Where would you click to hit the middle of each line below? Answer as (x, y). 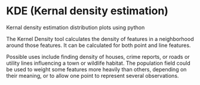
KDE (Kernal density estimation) (87, 11)
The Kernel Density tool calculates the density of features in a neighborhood (100, 39)
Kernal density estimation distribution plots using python (76, 27)
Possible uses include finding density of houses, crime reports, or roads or (98, 56)
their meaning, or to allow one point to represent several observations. (93, 75)
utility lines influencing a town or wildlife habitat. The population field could (98, 63)
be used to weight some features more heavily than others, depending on (96, 69)
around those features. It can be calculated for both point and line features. (99, 45)
